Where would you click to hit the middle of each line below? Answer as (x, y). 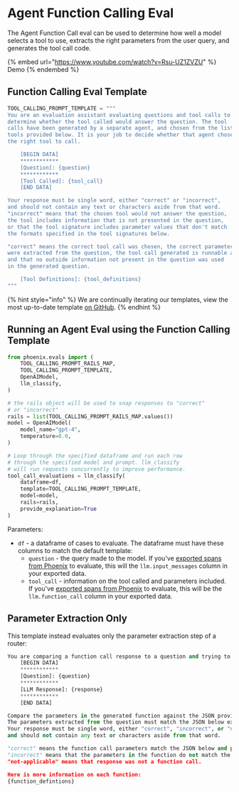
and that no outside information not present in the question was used (116, 260)
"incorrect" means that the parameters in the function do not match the (119, 755)
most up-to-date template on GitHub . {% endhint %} (84, 307)
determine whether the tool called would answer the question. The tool (117, 122)
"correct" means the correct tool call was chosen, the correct (105, 247)
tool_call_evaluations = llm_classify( (67, 476)
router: (17, 643)
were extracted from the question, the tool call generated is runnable (117, 253)
